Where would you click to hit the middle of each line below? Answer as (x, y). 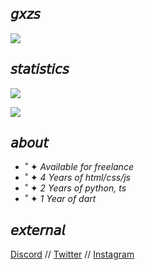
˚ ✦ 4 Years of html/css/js (77, 178)
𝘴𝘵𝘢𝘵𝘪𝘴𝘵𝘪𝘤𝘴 (40, 69)
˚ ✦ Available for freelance (79, 167)
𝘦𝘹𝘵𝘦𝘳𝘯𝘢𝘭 (38, 230)
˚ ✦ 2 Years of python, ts (75, 188)
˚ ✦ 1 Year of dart (60, 199)
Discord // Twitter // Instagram (72, 254)
